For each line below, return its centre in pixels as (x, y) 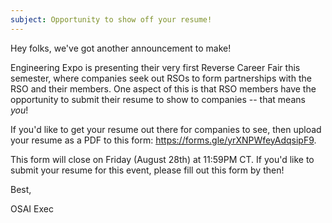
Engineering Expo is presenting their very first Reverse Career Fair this (155, 67)
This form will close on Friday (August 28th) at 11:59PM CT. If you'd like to (162, 159)
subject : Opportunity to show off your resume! (111, 19)
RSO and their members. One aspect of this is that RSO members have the (163, 88)
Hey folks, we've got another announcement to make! (121, 48)
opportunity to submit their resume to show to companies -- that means (158, 99)
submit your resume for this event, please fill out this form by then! (147, 170)
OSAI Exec (32, 208)
